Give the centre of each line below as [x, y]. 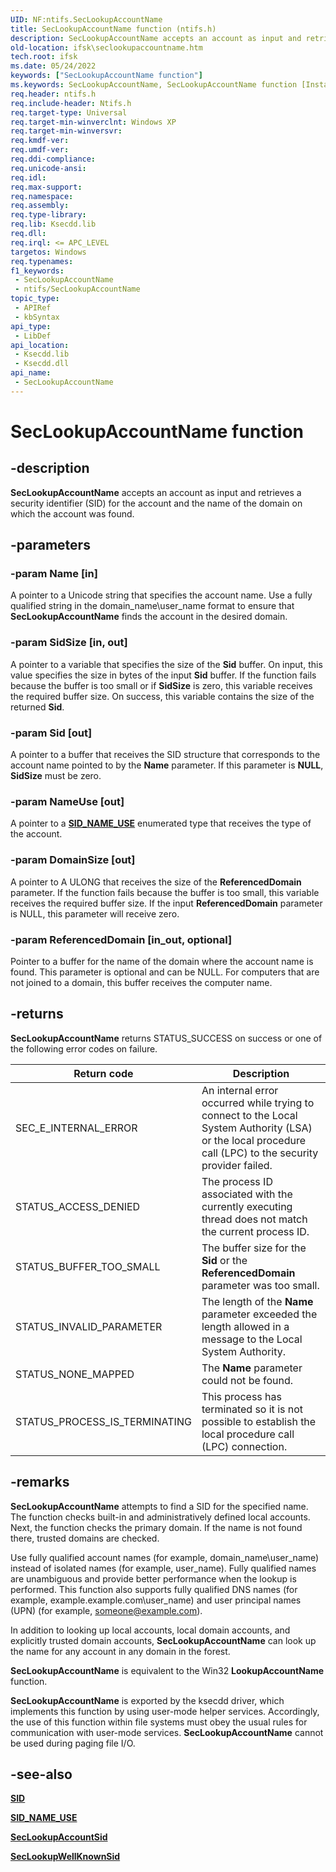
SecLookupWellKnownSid [65, 1857]
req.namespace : [42, 196]
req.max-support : [46, 187]
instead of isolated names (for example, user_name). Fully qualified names [163, 1568]
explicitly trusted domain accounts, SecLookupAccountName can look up [163, 1640]
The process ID [237, 1181]
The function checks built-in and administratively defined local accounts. [160, 1517]
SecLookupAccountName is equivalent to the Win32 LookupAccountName [167, 1670]
